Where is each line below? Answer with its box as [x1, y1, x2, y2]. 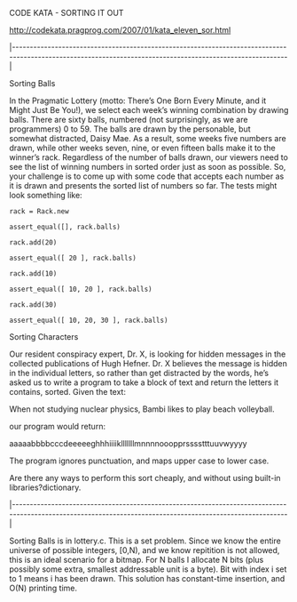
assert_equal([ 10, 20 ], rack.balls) [9, 285, 152, 293]
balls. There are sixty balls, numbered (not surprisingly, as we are [9, 115, 248, 124]
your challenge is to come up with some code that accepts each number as [9, 171, 285, 181]
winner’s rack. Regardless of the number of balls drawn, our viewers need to [9, 152, 288, 163]
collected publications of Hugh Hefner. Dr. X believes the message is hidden [9, 358, 288, 368]
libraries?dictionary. [9, 482, 82, 493]
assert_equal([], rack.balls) [9, 222, 121, 231]
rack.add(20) [9, 238, 58, 247]
